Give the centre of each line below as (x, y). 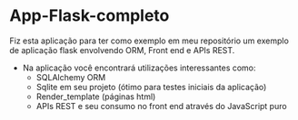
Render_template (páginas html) (96, 97)
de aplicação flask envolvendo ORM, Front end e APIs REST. (122, 50)
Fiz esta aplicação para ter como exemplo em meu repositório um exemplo (149, 41)
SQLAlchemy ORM (71, 77)
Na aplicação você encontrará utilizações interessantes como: (139, 68)
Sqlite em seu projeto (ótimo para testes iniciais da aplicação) (151, 87)
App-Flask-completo (89, 16)
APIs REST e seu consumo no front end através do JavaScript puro (162, 106)
